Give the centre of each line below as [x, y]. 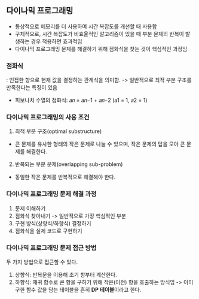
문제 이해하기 [30, 208]
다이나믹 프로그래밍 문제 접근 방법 [51, 247]
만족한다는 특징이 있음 [32, 87]
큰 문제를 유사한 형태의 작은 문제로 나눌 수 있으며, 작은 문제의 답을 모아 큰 [100, 144]
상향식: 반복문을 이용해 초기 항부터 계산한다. [66, 275]
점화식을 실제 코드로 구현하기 [48, 231]
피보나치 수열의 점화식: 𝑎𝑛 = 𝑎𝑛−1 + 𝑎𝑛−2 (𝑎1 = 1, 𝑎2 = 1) [81, 100]
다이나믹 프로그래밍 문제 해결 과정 [51, 194]
